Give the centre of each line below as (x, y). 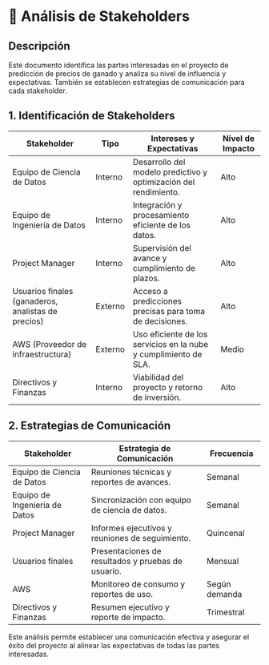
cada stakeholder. (38, 91)
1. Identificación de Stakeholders (92, 116)
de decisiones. (160, 321)
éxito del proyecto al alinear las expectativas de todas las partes (114, 645)
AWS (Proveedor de (50, 344)
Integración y (157, 205)
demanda (225, 594)
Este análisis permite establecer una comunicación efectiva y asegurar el (129, 637)
